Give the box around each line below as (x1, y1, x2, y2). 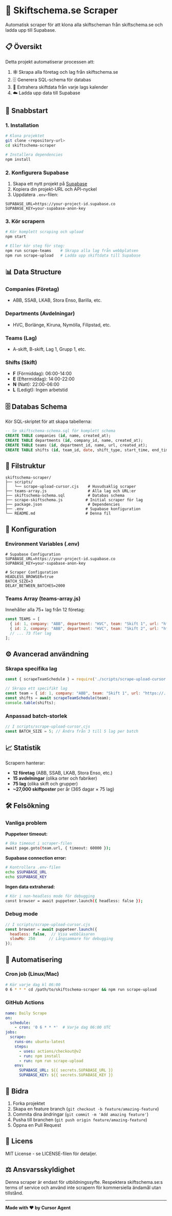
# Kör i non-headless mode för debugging (5, 893, 95, 899)
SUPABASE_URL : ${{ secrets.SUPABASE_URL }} (18, 1068, 114, 1073)
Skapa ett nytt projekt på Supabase (12, 181, 88, 187)
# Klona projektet (5, 133, 45, 139)
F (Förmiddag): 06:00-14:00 (12, 371, 72, 377)
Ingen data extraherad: (5, 883, 55, 890)
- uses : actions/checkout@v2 (18, 1049, 81, 1054)
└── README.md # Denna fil (5, 511, 111, 516)
